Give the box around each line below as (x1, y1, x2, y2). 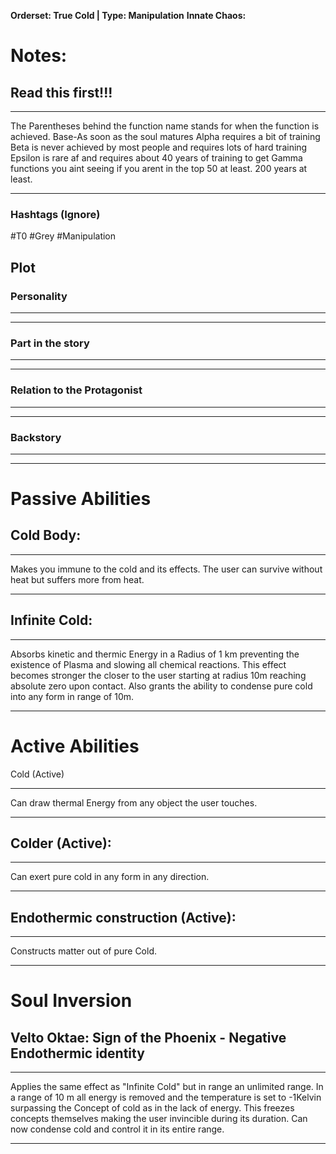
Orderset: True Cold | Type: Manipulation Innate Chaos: (10, 10, 247, 21)
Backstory (10, 430, 62, 444)
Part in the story (10, 336, 90, 350)
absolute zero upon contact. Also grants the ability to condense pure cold (10, 680, 313, 692)
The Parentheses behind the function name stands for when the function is (10, 120, 320, 132)
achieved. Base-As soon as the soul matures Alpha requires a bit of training (10, 131, 321, 142)
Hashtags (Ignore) (10, 207, 101, 221)
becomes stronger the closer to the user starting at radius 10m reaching (10, 669, 307, 681)
